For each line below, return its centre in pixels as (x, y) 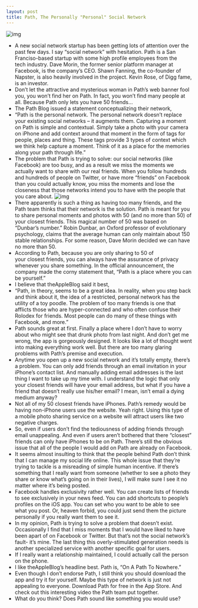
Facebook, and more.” (42, 322)
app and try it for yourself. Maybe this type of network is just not (93, 580)
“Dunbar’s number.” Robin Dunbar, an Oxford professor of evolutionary (100, 228)
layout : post (22, 12)
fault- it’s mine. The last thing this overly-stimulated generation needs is (102, 542)
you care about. (34, 196)
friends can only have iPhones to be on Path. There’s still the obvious (98, 441)
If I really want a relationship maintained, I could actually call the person (101, 554)
